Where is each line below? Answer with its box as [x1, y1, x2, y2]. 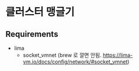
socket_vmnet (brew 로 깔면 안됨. [22, 52, 102, 59]
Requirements [5, 29, 58, 39]
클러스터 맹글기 [5, 5, 75, 19]
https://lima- [102, 52, 133, 59]
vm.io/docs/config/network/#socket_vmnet [22, 58, 128, 65]
